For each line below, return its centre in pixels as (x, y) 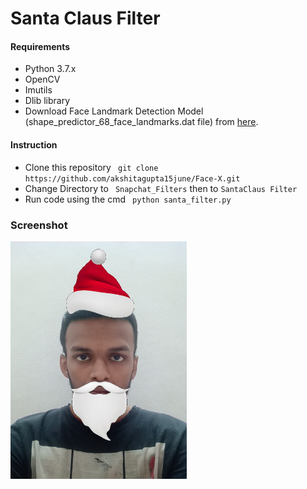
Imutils (38, 90)
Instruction (34, 144)
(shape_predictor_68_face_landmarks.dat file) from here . (141, 122)
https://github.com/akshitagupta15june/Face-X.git (132, 178)
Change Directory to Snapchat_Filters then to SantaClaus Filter (161, 188)
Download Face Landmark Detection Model (114, 111)
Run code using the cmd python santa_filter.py (128, 199)
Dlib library (47, 101)
